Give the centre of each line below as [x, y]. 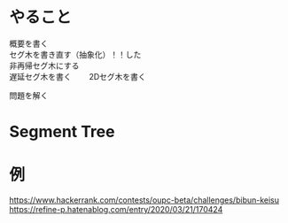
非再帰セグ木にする [44, 65]
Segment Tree [62, 132]
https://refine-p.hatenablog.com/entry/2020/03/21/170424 [116, 210]
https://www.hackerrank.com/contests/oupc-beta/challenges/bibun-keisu [144, 200]
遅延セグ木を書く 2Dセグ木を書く [78, 76]
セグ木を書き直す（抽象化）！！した [75, 54]
